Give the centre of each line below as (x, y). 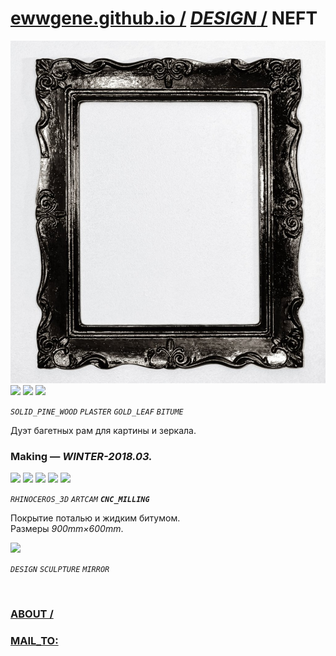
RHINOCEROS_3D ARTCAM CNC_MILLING (80, 500)
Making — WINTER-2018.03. (81, 456)
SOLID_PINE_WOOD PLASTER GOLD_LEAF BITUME (97, 412)
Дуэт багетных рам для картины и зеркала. (103, 430)
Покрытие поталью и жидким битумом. (95, 518)
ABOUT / (32, 614)
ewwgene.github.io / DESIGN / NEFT (164, 18)
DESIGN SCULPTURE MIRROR (60, 570)
